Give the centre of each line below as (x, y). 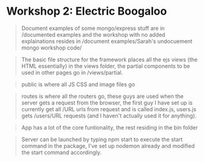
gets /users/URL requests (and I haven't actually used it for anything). (109, 116)
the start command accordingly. (61, 152)
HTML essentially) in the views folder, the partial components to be (106, 66)
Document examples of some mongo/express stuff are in (93, 28)
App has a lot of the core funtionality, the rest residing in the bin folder (110, 127)
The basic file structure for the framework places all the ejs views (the (109, 59)
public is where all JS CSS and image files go (78, 84)
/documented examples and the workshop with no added (93, 34)
